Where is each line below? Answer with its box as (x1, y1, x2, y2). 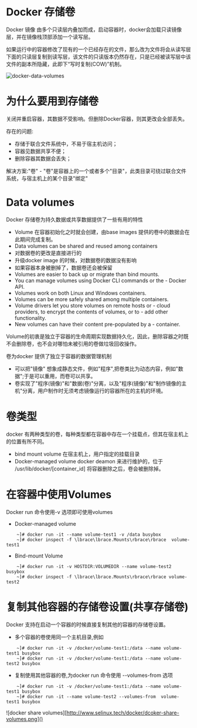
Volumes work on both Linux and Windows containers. (14, 289, 147, 296)
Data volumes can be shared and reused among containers (14, 242, 158, 249)
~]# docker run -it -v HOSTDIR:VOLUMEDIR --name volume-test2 (16, 563, 172, 569)
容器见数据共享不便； (14, 148, 66, 155)
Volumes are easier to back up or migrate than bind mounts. (14, 271, 159, 278)
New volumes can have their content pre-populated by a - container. (14, 320, 181, 328)
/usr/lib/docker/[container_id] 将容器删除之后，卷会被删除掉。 (14, 465, 164, 472)
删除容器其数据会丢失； (14, 155, 72, 162)
